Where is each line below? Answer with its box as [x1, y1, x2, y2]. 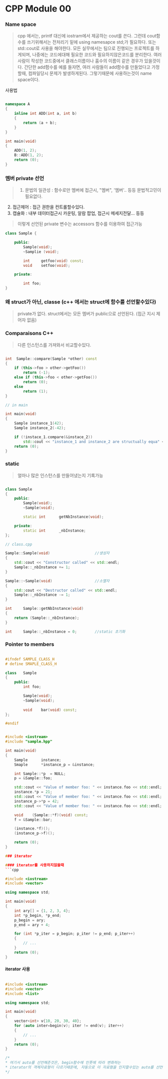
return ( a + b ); [23, 120, 57, 125]
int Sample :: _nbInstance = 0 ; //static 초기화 [5, 629, 125, 634]
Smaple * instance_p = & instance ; [14, 762, 95, 767]
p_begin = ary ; [14, 917, 46, 923]
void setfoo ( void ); [23, 263, 70, 268]
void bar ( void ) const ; [23, 707, 77, 712]
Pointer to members [5, 641, 54, 648]
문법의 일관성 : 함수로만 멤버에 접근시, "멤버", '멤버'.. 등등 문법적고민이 [24, 187, 161, 193]
